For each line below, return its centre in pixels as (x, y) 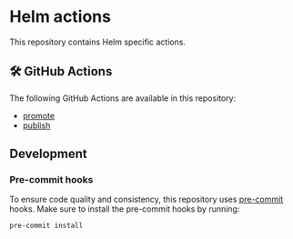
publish (36, 125)
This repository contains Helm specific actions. (98, 42)
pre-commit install (46, 226)
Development (49, 154)
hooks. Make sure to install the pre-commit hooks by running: (125, 209)
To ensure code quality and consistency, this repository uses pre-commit (146, 199)
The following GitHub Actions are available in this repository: (123, 98)
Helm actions (61, 17)
